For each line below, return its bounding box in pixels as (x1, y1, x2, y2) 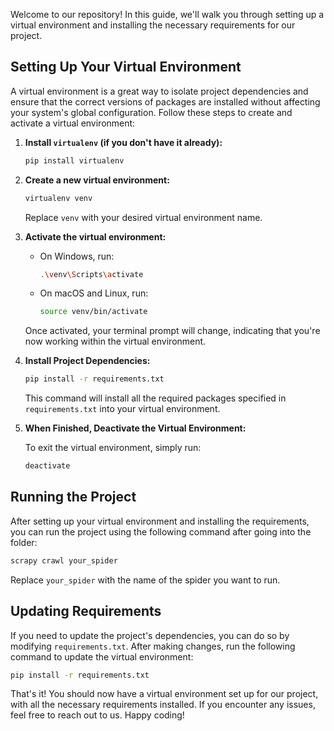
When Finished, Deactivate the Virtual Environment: (24, 422, 247, 434)
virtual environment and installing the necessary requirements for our (10, 19, 296, 31)
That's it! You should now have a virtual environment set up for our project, (10, 688, 319, 700)
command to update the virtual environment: (10, 650, 194, 663)
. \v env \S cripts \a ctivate (39, 269, 144, 279)
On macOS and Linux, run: (39, 287, 149, 299)
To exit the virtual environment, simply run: (24, 442, 202, 454)
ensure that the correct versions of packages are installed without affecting (10, 95, 321, 108)
